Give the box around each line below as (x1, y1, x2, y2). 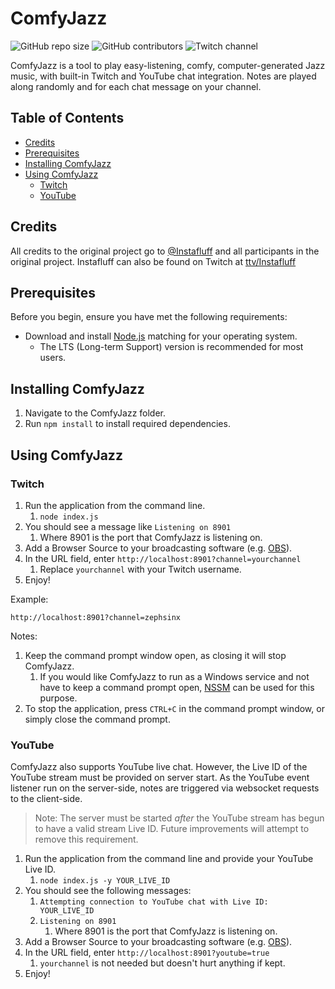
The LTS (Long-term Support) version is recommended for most (39, 341, 304, 353)
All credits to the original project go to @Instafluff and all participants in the (10, 245, 320, 257)
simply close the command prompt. (24, 713, 171, 725)
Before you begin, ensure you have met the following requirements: (10, 311, 288, 323)
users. (39, 352, 67, 364)
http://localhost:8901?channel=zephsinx (10, 612, 182, 622)
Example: (10, 593, 49, 605)
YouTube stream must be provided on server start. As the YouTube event (10, 772, 310, 784)
